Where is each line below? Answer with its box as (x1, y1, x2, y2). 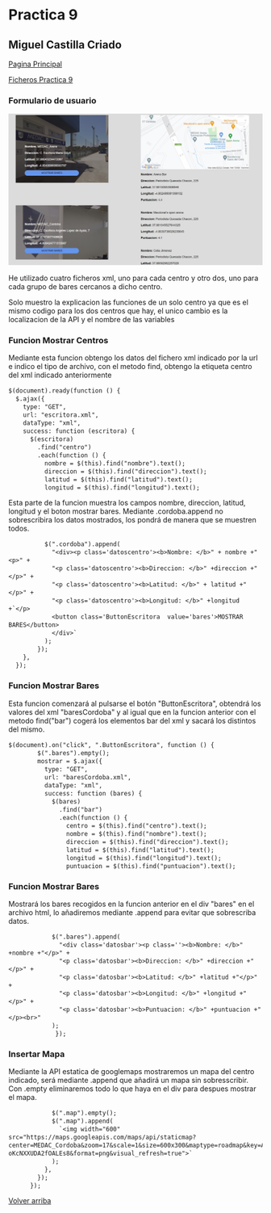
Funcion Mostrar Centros (8, 334, 109, 346)
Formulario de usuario (8, 94, 97, 106)
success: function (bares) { (44, 789, 143, 797)
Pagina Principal (8, 59, 63, 69)
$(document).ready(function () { (8, 387, 121, 395)
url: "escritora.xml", (23, 411, 99, 419)
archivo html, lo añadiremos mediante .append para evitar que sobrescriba (8, 907, 256, 917)
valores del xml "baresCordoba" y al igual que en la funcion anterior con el (8, 707, 256, 716)
